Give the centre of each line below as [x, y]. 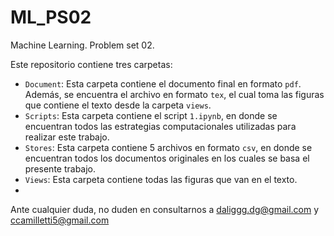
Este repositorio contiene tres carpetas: [91, 64]
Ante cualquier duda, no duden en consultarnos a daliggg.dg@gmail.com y [165, 209]
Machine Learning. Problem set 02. [82, 45]
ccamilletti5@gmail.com [60, 220]
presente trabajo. [60, 168]
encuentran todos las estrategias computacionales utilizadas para [160, 126]
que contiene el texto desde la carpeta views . [118, 105]
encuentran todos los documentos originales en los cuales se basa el [167, 158]
